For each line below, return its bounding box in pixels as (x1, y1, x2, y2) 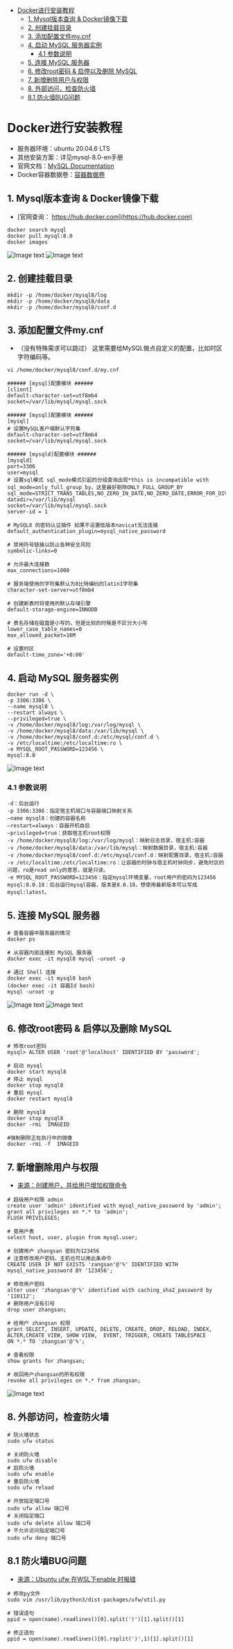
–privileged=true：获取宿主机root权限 (7, 830, 111, 837)
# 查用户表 (7, 1227, 35, 1235)
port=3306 (7, 463, 36, 470)
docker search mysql (7, 226, 67, 233)
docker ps (7, 936, 36, 943)
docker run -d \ (7, 691, 54, 698)
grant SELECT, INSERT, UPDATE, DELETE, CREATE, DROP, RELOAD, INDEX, (7, 1325, 213, 1332)
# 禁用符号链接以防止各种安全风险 (7, 541, 92, 548)
